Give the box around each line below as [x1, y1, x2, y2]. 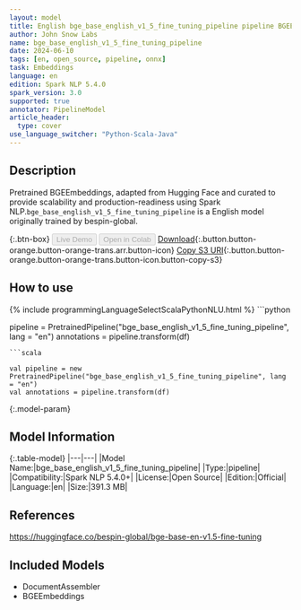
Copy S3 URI [176, 244, 224, 256]
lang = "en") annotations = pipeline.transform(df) [9, 331, 191, 342]
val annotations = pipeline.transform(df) [9, 388, 170, 396]
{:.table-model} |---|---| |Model [9, 453, 125, 464]
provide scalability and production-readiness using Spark [9, 196, 221, 207]
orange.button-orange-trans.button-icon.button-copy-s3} [9, 254, 223, 265]
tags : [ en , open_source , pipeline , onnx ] [9, 55, 167, 64]
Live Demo [56, 234, 92, 244]
